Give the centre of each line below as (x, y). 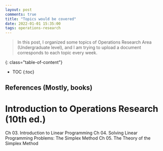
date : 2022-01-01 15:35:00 (33, 24)
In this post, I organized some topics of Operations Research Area (84, 42)
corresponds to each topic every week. (57, 53)
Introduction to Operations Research (82, 109)
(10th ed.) (26, 119)
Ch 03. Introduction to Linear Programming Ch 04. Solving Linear (71, 133)
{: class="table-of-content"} (34, 62)
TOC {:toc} (23, 72)
